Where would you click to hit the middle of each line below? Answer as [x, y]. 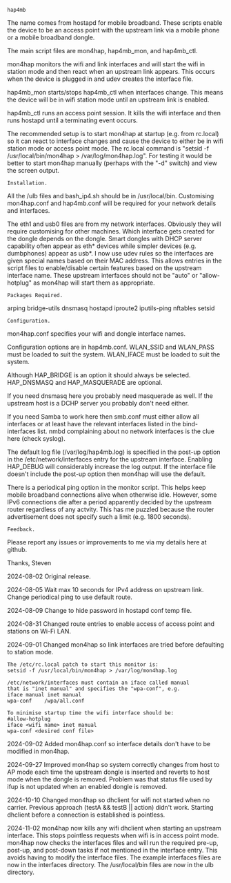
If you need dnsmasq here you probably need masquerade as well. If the [110, 396]
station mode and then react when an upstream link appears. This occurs [111, 72]
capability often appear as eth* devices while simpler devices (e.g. [102, 246]
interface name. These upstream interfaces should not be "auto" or [102, 275]
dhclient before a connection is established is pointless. [86, 815]
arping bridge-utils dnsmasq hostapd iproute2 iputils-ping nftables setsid [111, 308]
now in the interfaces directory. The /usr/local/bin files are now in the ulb [110, 865]
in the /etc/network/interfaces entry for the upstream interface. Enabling [110, 459]
